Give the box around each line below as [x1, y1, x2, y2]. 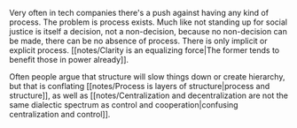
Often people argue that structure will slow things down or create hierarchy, [9, 72, 285, 82]
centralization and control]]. [9, 109, 111, 119]
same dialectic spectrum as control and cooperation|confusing [9, 100, 238, 109]
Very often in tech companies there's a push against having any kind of [9, 8, 269, 18]
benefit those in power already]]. [9, 55, 129, 64]
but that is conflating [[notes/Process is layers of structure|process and [9, 81, 270, 91]
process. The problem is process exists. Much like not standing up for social [9, 17, 288, 27]
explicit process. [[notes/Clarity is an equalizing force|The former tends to [9, 45, 280, 56]
